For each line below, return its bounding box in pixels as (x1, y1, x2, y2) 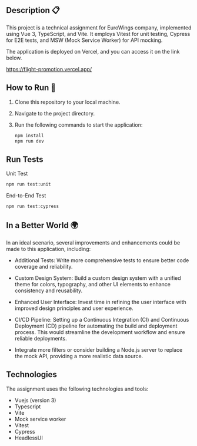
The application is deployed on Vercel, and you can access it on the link (6, 48, 180, 55)
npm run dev (14, 138, 44, 144)
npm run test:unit (6, 181, 51, 187)
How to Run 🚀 (6, 82, 56, 93)
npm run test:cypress (6, 203, 59, 210)
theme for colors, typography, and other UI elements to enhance (14, 280, 171, 288)
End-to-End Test (6, 192, 46, 199)
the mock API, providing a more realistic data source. (14, 352, 143, 359)
